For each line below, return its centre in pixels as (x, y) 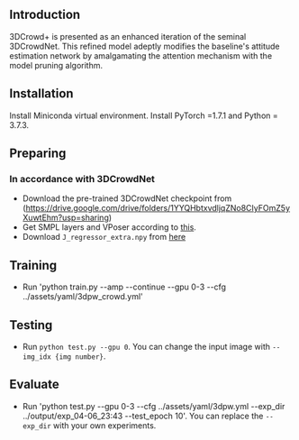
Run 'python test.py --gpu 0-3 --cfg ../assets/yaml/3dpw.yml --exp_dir (154, 406)
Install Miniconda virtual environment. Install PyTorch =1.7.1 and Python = (144, 115)
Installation (41, 94)
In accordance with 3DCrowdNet (82, 179)
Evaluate (35, 385)
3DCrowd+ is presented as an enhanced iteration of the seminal (128, 36)
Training (33, 265)
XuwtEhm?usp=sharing (66, 218)
